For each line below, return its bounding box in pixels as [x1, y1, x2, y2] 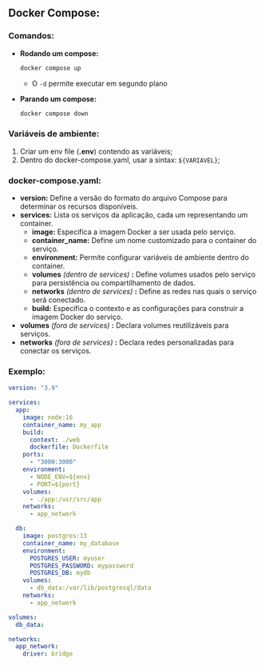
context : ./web [29, 436, 81, 444]
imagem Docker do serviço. [31, 312, 123, 322]
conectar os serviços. [19, 346, 92, 356]
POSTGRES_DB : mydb [29, 569, 91, 577]
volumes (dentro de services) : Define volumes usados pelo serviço [31, 269, 256, 279]
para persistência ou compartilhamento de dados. [31, 278, 196, 288]
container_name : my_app [22, 421, 102, 429]
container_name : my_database [22, 539, 120, 547]
